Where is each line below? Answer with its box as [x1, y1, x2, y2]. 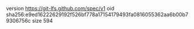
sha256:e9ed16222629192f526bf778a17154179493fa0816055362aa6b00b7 [6, 11, 188, 18]
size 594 [31, 17, 53, 24]
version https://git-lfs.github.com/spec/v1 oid [6, 5, 115, 12]
